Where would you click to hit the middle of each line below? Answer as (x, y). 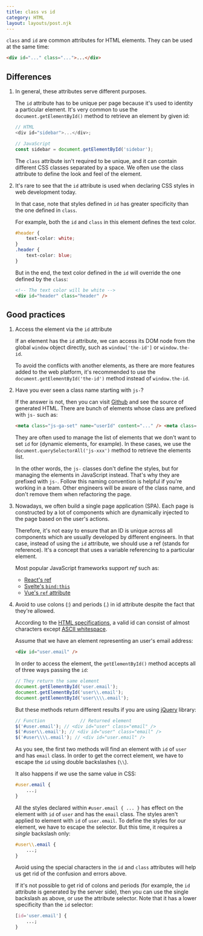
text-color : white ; (51, 239)
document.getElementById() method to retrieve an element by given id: (102, 116)
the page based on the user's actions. (62, 519)
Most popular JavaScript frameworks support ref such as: (87, 568)
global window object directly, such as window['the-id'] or (87, 347)
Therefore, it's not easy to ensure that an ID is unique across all (94, 531)
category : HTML (25, 18)
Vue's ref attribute (47, 593)
